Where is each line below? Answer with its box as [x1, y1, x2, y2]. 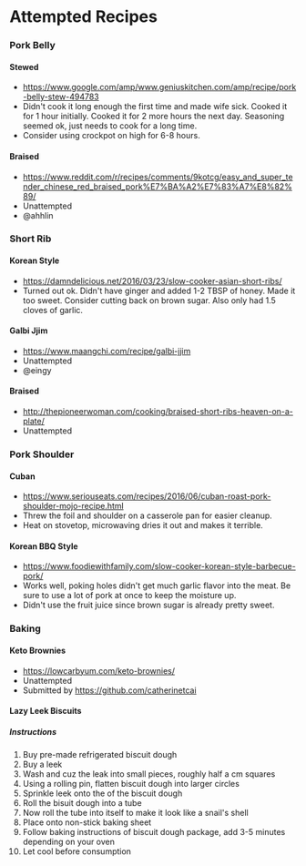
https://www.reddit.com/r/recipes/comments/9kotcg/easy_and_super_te [22, 171, 293, 182]
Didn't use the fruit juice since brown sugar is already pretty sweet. [22, 599, 275, 611]
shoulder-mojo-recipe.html [22, 501, 125, 512]
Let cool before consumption [22, 846, 132, 857]
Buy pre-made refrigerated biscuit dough [22, 749, 178, 760]
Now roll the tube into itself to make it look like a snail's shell [22, 808, 249, 819]
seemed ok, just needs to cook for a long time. [22, 120, 198, 131]
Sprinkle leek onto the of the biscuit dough [22, 788, 183, 799]
